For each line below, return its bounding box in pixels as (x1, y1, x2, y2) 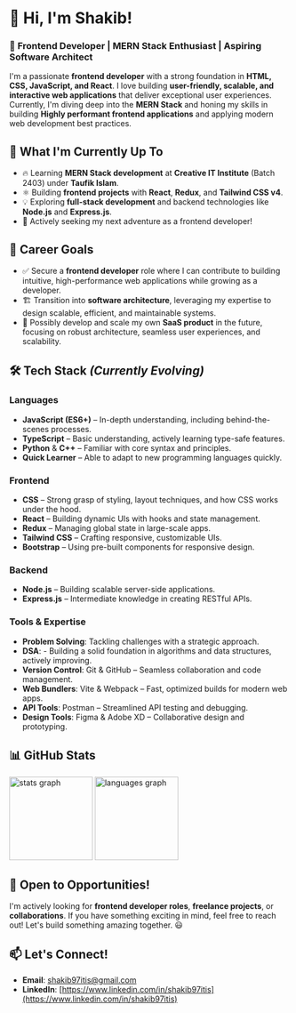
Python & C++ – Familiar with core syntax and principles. (21, 442, 232, 453)
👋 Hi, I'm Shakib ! (9, 8, 133, 28)
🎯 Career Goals (9, 242, 94, 257)
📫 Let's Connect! (9, 946, 108, 961)
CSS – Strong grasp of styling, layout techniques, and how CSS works (21, 494, 278, 505)
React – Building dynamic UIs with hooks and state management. (21, 513, 260, 524)
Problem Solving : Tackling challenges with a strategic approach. (21, 636, 260, 647)
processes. (51, 423, 92, 434)
